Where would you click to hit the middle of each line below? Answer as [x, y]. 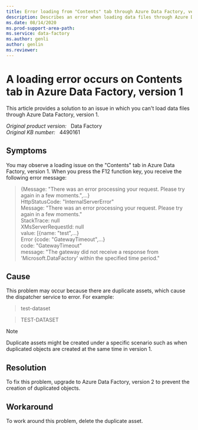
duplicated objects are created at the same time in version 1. [79, 349]
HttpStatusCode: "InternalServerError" [67, 201]
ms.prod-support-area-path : [41, 28]
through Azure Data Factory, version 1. [53, 114]
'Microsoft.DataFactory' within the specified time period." [90, 258]
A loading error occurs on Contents [94, 79]
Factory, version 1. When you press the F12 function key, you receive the [94, 171]
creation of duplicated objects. [43, 388]
